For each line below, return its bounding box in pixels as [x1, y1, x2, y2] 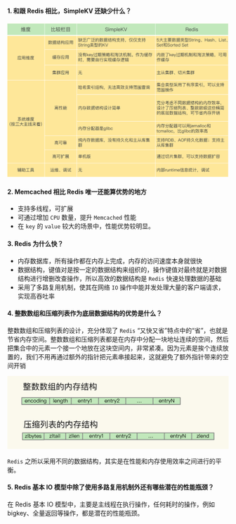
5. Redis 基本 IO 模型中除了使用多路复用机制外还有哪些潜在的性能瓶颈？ [7, 483, 214, 492]
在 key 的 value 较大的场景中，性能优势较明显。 [17, 222, 155, 230]
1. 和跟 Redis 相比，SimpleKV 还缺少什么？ [7, 6, 132, 15]
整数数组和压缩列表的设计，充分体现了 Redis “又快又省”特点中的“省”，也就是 [7, 326, 228, 335]
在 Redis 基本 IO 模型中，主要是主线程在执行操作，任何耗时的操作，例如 [7, 500, 216, 509]
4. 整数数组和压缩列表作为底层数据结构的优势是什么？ [7, 309, 163, 318]
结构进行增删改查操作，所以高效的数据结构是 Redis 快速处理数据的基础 [17, 274, 222, 282]
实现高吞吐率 [17, 292, 55, 300]
